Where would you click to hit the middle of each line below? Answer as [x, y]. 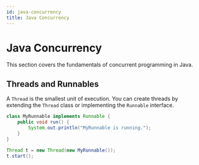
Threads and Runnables [52, 84]
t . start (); [20, 156]
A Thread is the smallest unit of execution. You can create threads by [92, 99]
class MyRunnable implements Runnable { [59, 117]
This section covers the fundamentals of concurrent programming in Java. [100, 65]
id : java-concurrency [34, 12]
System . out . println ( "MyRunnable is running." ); [90, 128]
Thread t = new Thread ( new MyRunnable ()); [61, 150]
